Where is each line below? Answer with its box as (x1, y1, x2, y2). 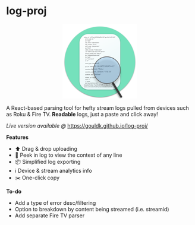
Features (6, 134, 29, 141)
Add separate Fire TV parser (14, 212, 85, 219)
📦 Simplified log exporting (14, 158, 81, 165)
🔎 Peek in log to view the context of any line (14, 151, 122, 159)
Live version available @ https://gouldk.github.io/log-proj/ (6, 122, 148, 129)
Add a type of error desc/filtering (14, 199, 96, 206)
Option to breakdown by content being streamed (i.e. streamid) (14, 205, 169, 213)
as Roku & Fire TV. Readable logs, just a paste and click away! (6, 110, 159, 118)
